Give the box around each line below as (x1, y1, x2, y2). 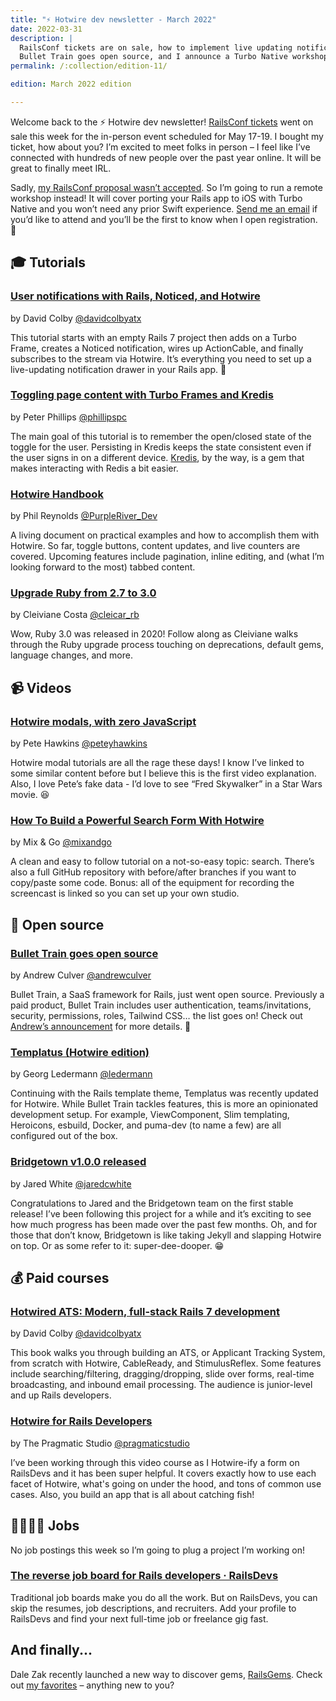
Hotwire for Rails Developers (10, 1414, 153, 1428)
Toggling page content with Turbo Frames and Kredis (10, 388, 274, 402)
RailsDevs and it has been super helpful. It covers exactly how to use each (10, 1467, 317, 1479)
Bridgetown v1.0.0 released (10, 1155, 147, 1169)
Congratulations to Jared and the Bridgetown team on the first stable (10, 1197, 294, 1209)
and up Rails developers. (10, 1389, 112, 1401)
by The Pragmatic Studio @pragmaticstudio (10, 1437, 190, 1449)
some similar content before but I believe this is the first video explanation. (10, 767, 317, 780)
